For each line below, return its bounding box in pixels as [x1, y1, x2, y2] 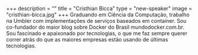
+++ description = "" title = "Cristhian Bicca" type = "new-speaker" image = [6, 5, 193, 12]
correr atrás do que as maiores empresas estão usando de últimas [6, 36, 168, 43]
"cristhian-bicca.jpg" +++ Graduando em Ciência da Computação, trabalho [6, 11, 190, 18]
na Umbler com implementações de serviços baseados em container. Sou [6, 18, 187, 24]
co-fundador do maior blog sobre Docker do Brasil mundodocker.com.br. [6, 23, 185, 30]
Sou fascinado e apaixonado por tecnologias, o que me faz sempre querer [6, 30, 188, 37]
